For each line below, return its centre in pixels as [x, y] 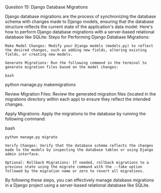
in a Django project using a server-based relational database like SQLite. [77, 185]
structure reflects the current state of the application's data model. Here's [79, 27]
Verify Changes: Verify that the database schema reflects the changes [79, 145]
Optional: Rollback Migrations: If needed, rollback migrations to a [77, 162]
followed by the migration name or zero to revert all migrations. [75, 171]
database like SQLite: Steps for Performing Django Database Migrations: [77, 37]
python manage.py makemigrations [41, 85]
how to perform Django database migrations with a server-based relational [80, 32]
